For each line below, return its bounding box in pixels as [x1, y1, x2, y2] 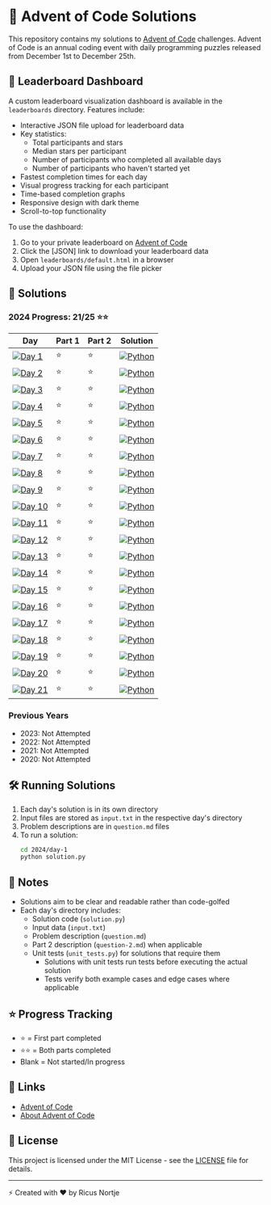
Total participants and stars [31, 137, 123, 147]
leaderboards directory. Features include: [8, 104, 145, 114]
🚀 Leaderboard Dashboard [8, 74, 144, 88]
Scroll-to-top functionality [19, 206, 106, 216]
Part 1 [56, 335, 81, 347]
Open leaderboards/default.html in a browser [19, 255, 174, 264]
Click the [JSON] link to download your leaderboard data [19, 246, 209, 255]
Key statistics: [19, 129, 67, 138]
